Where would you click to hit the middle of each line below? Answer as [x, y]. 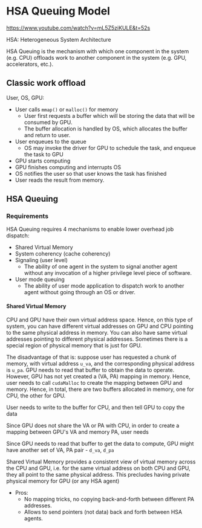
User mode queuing [40, 280]
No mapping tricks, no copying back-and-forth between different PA [109, 499]
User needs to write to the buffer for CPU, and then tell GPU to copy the [96, 407]
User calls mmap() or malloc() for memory [67, 109]
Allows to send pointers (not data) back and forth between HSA [103, 512]
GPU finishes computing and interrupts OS [68, 167]
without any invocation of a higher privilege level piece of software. [108, 273]
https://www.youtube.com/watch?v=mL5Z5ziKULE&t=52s [78, 28]
